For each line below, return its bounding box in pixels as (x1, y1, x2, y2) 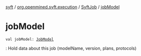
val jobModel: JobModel (5, 37, 54, 42)
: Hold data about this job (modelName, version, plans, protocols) (5, 45, 137, 51)
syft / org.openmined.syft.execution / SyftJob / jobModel (5, 4, 120, 10)
